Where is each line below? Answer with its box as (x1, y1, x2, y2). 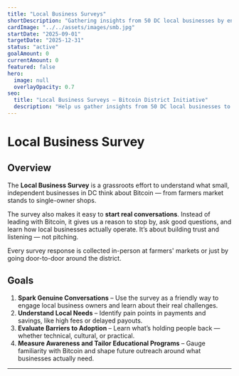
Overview (7, 162, 52, 174)
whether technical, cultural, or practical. (17, 331, 135, 340)
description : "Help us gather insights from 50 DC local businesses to (14, 103, 231, 110)
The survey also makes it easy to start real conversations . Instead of (7, 209, 211, 218)
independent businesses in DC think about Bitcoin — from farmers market (7, 188, 224, 197)
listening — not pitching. (7, 232, 79, 241)
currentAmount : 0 (7, 57, 59, 64)
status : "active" (7, 43, 59, 51)
